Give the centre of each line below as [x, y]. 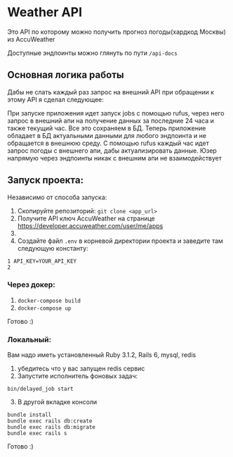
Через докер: [31, 284]
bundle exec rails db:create [50, 421]
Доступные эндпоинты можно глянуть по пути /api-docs [92, 53]
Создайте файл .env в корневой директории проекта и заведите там [120, 241]
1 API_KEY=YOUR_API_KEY [42, 261]
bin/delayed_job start [40, 389]
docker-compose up [44, 308]
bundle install [29, 415]
